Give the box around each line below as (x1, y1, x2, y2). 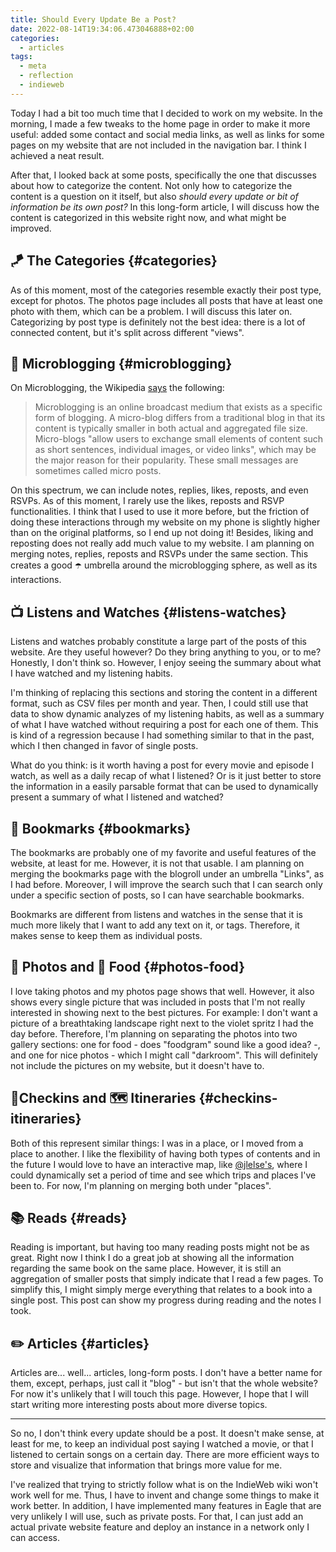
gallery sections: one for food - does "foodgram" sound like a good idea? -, (10, 1038, 321, 1050)
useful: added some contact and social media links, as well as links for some (10, 128, 325, 140)
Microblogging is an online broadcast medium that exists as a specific (34, 401, 323, 413)
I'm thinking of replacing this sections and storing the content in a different (10, 687, 318, 699)
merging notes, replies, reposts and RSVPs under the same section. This (10, 548, 309, 560)
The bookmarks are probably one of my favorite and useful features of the (10, 847, 317, 858)
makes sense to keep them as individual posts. (10, 930, 203, 941)
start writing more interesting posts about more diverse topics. (10, 1399, 268, 1411)
